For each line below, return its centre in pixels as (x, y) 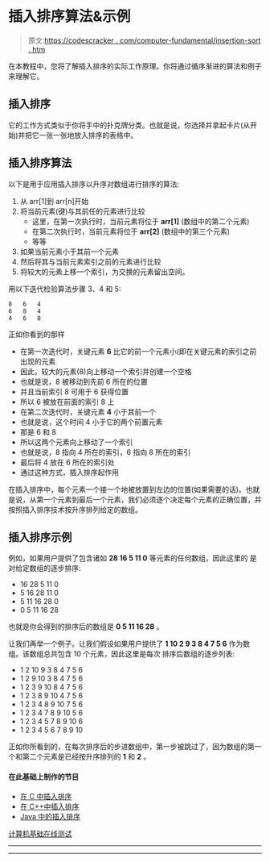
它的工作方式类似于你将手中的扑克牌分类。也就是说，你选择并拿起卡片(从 (129, 125)
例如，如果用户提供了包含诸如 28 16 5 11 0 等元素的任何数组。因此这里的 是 (133, 558)
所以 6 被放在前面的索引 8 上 (67, 402)
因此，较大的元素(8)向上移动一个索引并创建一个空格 (106, 371)
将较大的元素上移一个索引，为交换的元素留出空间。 (104, 272)
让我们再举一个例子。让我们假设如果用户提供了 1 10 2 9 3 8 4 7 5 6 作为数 (129, 644)
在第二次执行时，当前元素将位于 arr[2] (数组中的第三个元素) (131, 231)
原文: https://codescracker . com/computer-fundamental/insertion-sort (144, 40)
